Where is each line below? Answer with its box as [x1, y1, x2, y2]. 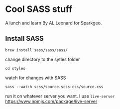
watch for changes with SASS [5, 75, 66, 81]
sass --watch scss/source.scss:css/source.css [5, 84, 104, 89]
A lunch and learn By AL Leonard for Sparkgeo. [5, 20, 102, 26]
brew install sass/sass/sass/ [5, 47, 68, 53]
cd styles [5, 66, 26, 71]
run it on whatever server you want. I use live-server [5, 93, 115, 99]
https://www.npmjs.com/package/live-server [5, 98, 98, 104]
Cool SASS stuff [5, 3, 73, 15]
